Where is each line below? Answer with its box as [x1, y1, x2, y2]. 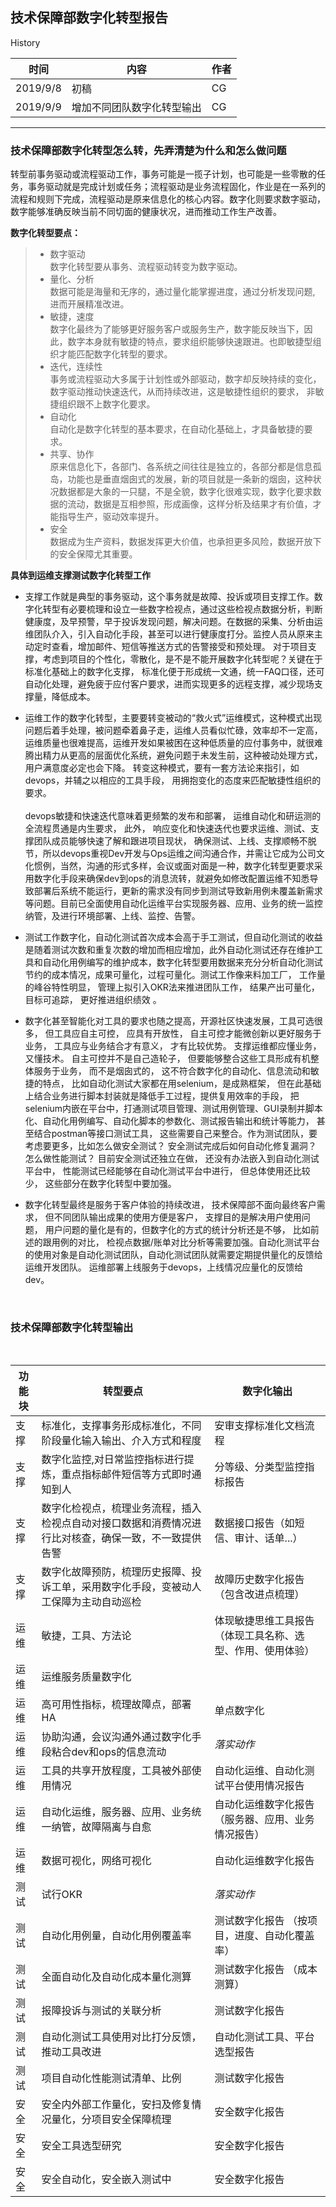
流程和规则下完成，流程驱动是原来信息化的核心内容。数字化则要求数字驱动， [10, 193, 326, 205]
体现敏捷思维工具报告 [214, 1614, 315, 1628]
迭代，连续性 [49, 361, 103, 373]
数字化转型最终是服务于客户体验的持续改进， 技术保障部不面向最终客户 [24, 1199, 317, 1211]
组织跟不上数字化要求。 [58, 398, 156, 410]
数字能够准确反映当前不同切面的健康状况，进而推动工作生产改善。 [10, 206, 282, 218]
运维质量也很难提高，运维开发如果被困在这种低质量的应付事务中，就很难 [24, 737, 323, 749]
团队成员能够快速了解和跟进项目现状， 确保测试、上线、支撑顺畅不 [33, 835, 308, 847]
